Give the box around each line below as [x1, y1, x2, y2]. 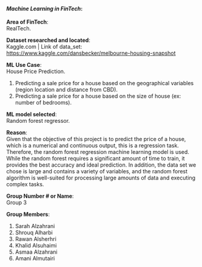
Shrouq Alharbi [15, 229, 53, 237]
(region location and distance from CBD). [15, 86, 118, 94]
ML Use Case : [6, 61, 42, 69]
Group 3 [6, 199, 27, 206]
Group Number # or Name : [6, 192, 74, 200]
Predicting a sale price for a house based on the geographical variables [15, 80, 194, 87]
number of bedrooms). [15, 99, 72, 106]
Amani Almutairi [15, 255, 55, 262]
